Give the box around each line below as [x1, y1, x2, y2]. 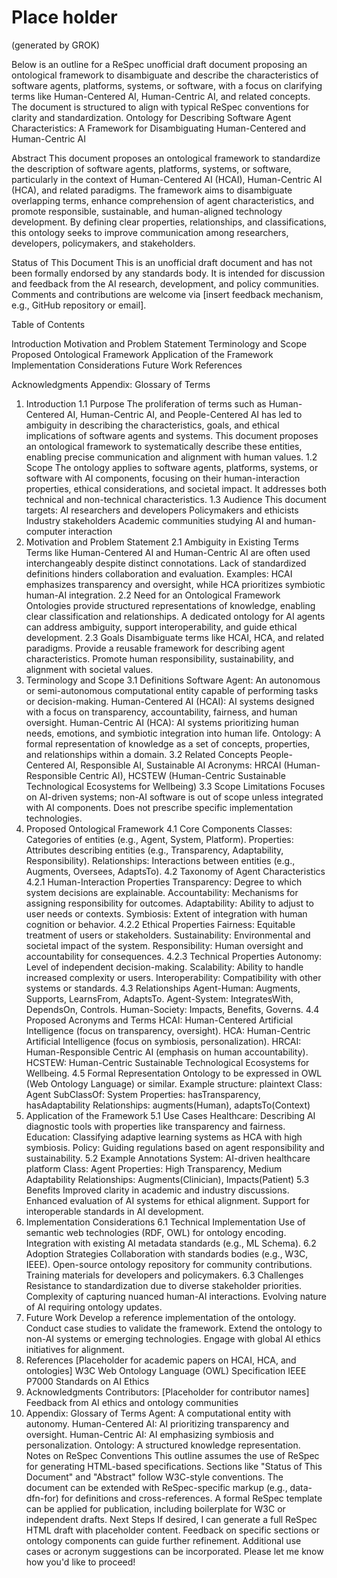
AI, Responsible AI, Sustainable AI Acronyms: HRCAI [66, 759, 282, 771]
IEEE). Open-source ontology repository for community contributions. [25, 1258, 313, 1270]
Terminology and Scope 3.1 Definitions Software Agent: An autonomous [25, 674, 321, 686]
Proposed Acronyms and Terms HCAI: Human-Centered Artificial [25, 1014, 294, 1026]
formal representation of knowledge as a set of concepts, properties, [25, 737, 311, 750]
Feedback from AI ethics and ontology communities [25, 1396, 239, 1408]
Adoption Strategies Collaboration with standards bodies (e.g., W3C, [25, 1247, 309, 1260]
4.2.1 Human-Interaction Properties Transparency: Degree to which [25, 876, 303, 888]
